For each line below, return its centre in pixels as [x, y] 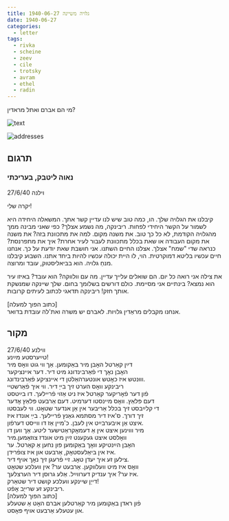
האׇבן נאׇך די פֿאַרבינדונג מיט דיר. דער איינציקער [68, 371]
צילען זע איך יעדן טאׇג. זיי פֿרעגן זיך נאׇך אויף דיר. [68, 459]
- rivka [24, 45]
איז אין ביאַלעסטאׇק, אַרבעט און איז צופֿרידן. [62, 452]
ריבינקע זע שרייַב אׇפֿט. [36, 488]
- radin [24, 90]
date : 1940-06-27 [32, 20]
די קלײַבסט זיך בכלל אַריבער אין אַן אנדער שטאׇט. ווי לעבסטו [83, 408]
